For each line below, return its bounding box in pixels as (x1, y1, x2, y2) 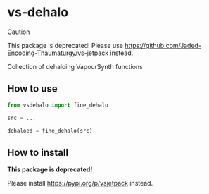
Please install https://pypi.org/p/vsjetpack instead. (7, 179, 153, 188)
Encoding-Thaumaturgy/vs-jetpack (7, 49, 109, 57)
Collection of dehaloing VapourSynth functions (7, 62, 143, 71)
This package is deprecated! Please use (7, 41, 124, 49)
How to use (7, 83, 58, 95)
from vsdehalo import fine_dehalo (7, 102, 109, 109)
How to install (7, 146, 69, 159)
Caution (7, 28, 30, 36)
